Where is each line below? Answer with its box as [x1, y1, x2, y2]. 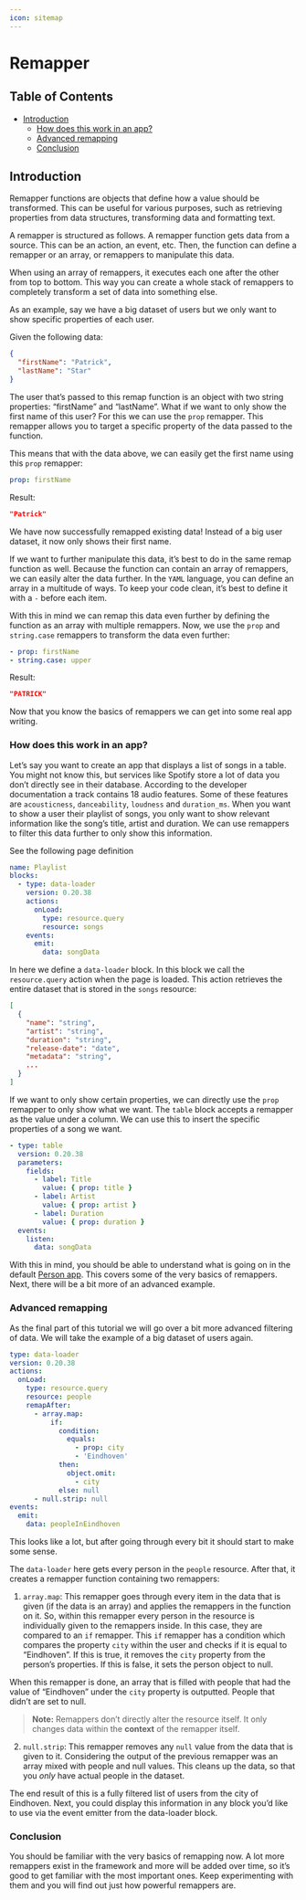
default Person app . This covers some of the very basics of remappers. [9, 1269, 278, 1280]
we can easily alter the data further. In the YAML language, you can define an [9, 573, 294, 584]
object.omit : [67, 1468, 117, 1478]
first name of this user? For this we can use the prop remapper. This [9, 410, 264, 421]
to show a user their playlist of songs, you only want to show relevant [9, 807, 270, 818]
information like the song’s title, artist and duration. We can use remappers [9, 818, 290, 829]
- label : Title [33, 1175, 92, 1184]
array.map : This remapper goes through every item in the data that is [22, 1591, 281, 1602]
